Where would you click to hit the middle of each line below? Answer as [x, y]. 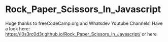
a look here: [18, 28]
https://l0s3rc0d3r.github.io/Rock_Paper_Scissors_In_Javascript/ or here [81, 34]
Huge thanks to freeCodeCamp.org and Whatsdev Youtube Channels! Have [84, 23]
